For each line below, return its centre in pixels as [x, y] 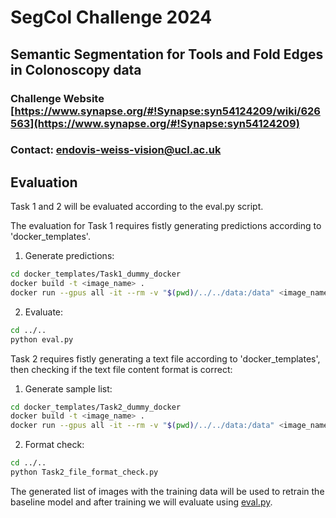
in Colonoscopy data [76, 69]
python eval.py [42, 339]
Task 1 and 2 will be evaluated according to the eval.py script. [137, 207]
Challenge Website [57, 98]
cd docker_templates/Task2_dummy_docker [96, 407]
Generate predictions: [69, 256]
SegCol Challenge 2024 [111, 17]
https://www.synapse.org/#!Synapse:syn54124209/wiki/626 [167, 111]
